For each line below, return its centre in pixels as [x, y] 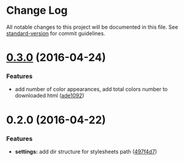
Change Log [37, 10]
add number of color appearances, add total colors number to [91, 89]
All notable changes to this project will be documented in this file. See [92, 27]
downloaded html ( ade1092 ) [49, 96]
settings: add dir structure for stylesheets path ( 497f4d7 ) [86, 151]
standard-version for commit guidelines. [56, 33]
